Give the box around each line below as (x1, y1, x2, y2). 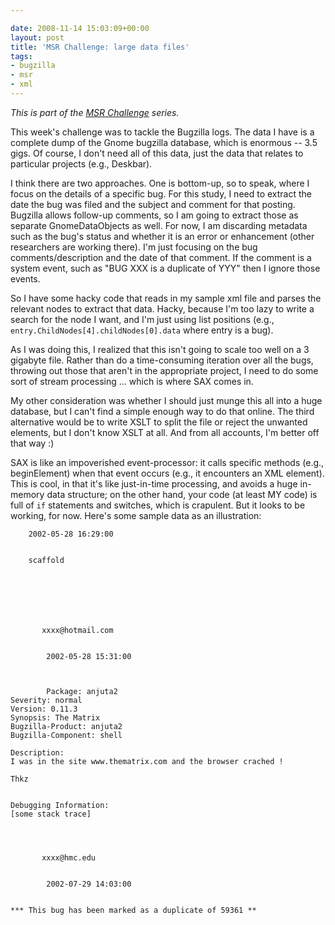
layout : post (10, 32, 65, 43)
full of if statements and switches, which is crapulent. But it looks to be (10, 499, 306, 511)
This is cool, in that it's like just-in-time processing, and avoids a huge (10, 477, 298, 490)
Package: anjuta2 (46, 686, 118, 696)
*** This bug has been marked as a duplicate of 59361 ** (10, 905, 257, 915)
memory (10, 488, 45, 500)
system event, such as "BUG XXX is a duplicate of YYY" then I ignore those (10, 262, 321, 274)
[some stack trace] (10, 809, 92, 819)
